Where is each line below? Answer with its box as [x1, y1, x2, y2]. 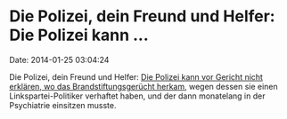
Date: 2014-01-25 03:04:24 [9, 54, 110, 65]
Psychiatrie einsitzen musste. [9, 99, 117, 110]
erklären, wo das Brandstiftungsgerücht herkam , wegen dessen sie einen [9, 81, 278, 91]
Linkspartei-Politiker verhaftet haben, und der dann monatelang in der [9, 91, 266, 101]
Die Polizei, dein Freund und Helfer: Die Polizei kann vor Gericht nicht [9, 71, 263, 82]
